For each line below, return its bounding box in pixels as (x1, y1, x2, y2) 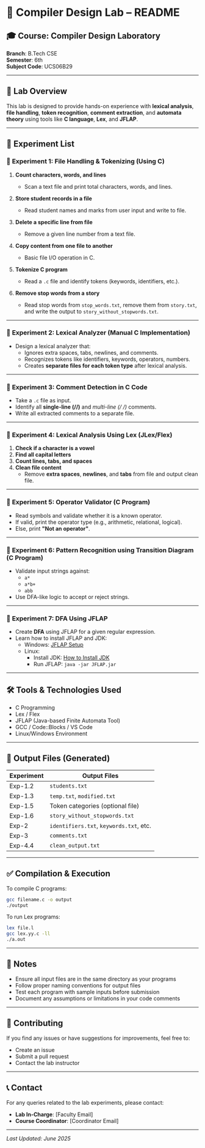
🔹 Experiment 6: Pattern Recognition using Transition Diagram (6, 546, 194, 554)
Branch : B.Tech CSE (6, 50, 58, 57)
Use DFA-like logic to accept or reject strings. (15, 593, 130, 600)
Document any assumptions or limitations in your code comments (15, 995, 181, 1002)
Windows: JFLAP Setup (24, 641, 84, 648)
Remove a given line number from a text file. (24, 230, 135, 238)
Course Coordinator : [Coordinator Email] (15, 1117, 119, 1124)
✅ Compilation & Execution (6, 868, 111, 879)
